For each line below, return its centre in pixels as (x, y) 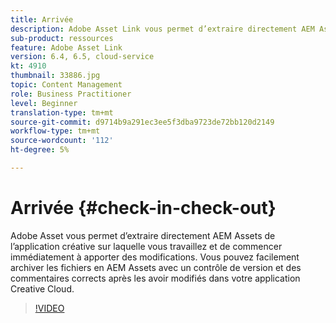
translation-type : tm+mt (62, 112)
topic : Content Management (66, 85)
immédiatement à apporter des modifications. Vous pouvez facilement (155, 257)
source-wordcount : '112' (62, 141)
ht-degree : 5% (40, 150)
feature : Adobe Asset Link (66, 47)
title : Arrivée (42, 19)
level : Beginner (44, 103)
